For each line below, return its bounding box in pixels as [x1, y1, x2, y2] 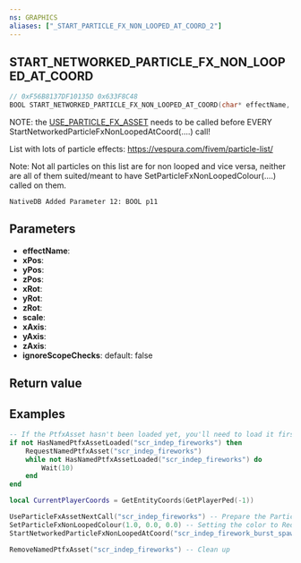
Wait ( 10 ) [41, 463, 74, 473]
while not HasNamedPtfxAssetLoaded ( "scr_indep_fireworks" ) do [25, 455, 262, 464]
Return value [9, 376, 82, 391]
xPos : [21, 254, 45, 265]
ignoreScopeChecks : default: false [21, 350, 153, 361]
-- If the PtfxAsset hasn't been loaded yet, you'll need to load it [9, 431, 275, 439]
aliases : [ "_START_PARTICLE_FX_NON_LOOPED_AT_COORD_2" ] [9, 21, 222, 30]
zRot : [21, 302, 43, 313]
